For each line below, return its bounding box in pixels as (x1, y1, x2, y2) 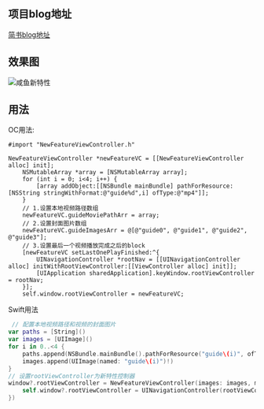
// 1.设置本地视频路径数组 (22, 204, 99, 213)
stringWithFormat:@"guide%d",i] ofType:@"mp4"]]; (42, 189, 210, 197)
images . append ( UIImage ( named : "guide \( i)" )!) (22, 357, 174, 365)
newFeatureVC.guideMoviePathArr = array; (22, 211, 159, 219)
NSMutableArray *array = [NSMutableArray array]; (22, 169, 189, 177)
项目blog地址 (8, 7, 72, 21)
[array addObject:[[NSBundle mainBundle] (36, 182, 174, 191)
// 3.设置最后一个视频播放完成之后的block (22, 242, 145, 250)
